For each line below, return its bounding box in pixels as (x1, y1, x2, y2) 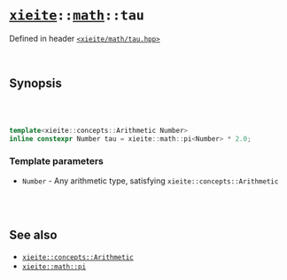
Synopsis (9, 76, 62, 91)
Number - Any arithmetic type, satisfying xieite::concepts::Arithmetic (21, 175, 279, 186)
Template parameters (9, 155, 104, 167)
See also (9, 228, 58, 243)
